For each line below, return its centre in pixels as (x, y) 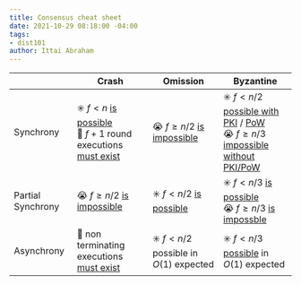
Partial (27, 195)
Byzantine (255, 82)
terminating (101, 246)
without (239, 156)
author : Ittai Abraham (52, 51)
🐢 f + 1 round (104, 134)
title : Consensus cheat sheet (66, 17)
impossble (245, 220)
